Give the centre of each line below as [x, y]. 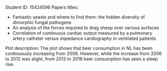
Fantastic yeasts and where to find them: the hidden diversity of [78, 17]
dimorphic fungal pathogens [42, 22]
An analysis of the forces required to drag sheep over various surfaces [86, 28]
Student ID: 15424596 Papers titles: [42, 7]
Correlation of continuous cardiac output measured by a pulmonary [82, 33]
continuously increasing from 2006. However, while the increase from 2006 [83, 53]
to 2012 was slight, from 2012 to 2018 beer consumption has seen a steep [82, 59]
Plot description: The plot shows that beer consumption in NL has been [79, 48]
